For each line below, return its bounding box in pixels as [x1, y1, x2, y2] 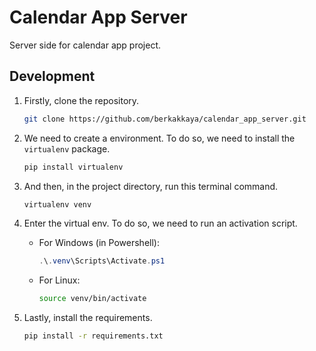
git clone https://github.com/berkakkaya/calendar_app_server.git [23, 114, 307, 124]
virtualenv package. [23, 142, 111, 155]
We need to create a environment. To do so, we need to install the [23, 132, 296, 144]
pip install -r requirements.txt [23, 331, 164, 341]
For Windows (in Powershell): [38, 237, 160, 249]
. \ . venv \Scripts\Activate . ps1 [38, 256, 166, 266]
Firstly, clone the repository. [23, 94, 140, 106]
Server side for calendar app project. [9, 39, 161, 51]
